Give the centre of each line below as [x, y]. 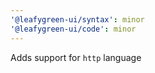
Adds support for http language [76, 57]
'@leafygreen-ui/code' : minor [73, 29]
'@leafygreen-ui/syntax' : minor [77, 19]
